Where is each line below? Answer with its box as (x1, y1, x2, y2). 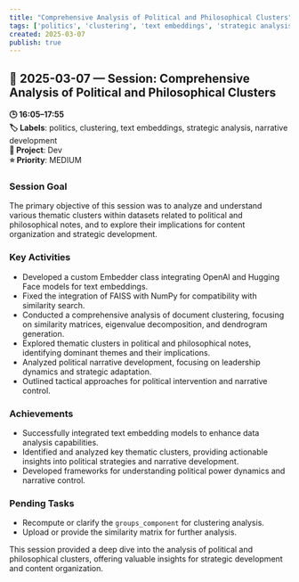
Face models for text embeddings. (21, 281, 149, 291)
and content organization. (9, 563, 104, 574)
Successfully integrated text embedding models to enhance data (21, 427, 260, 438)
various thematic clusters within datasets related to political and (9, 210, 243, 221)
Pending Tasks (9, 496, 75, 509)
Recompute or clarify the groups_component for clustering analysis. (21, 518, 265, 529)
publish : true (9, 37, 62, 47)
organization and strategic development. (9, 229, 158, 240)
